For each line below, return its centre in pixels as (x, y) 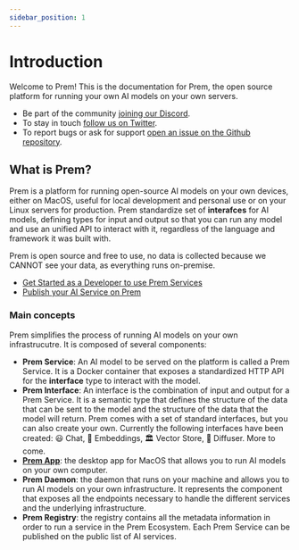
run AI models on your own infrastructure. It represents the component (152, 488)
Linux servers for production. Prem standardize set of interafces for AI (139, 210)
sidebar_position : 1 (48, 17)
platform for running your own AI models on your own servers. (124, 96)
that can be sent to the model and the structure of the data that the (145, 409)
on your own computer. (65, 470)
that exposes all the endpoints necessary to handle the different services (156, 498)
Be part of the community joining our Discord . (106, 113)
